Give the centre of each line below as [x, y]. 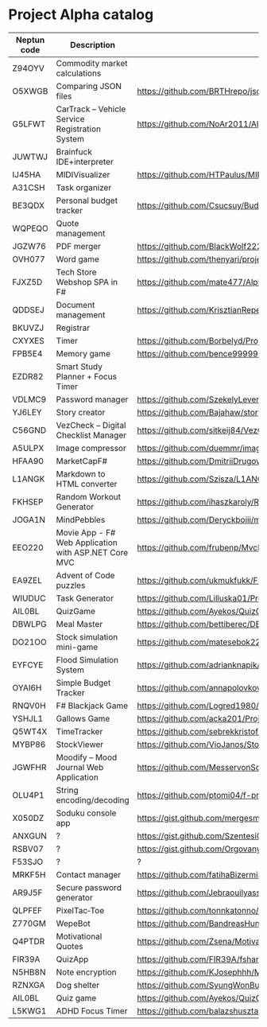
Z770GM [29, 923]
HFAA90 [28, 461]
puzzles [71, 585]
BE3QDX [29, 205]
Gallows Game [83, 718]
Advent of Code [85, 575]
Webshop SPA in [87, 282]
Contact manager [89, 874]
